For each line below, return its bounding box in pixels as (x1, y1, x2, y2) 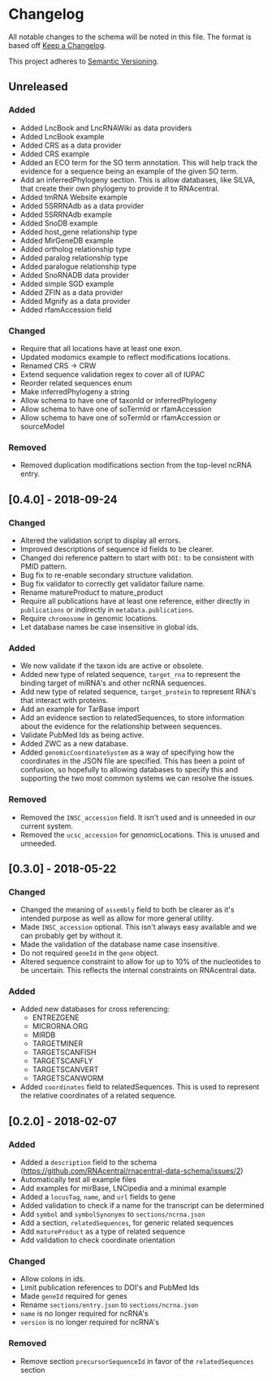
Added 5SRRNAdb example (19, 209, 112, 219)
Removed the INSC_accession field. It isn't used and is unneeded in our (19, 812, 257, 822)
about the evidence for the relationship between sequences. (19, 722, 222, 732)
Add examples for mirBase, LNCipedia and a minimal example (19, 1183, 227, 1194)
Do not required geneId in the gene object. (19, 948, 159, 958)
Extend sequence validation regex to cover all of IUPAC (19, 369, 205, 379)
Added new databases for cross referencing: (19, 1004, 171, 1014)
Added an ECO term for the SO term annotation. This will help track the (19, 157, 258, 167)
